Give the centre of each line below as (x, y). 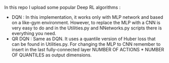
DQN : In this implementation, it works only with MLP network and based (87, 17)
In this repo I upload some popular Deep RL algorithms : (62, 7)
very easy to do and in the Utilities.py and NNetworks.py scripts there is (87, 28)
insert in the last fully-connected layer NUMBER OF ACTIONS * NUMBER (88, 50)
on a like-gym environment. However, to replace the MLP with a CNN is (86, 23)
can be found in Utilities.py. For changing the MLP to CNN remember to (86, 44)
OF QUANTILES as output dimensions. (52, 55)
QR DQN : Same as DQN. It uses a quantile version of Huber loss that (83, 39)
